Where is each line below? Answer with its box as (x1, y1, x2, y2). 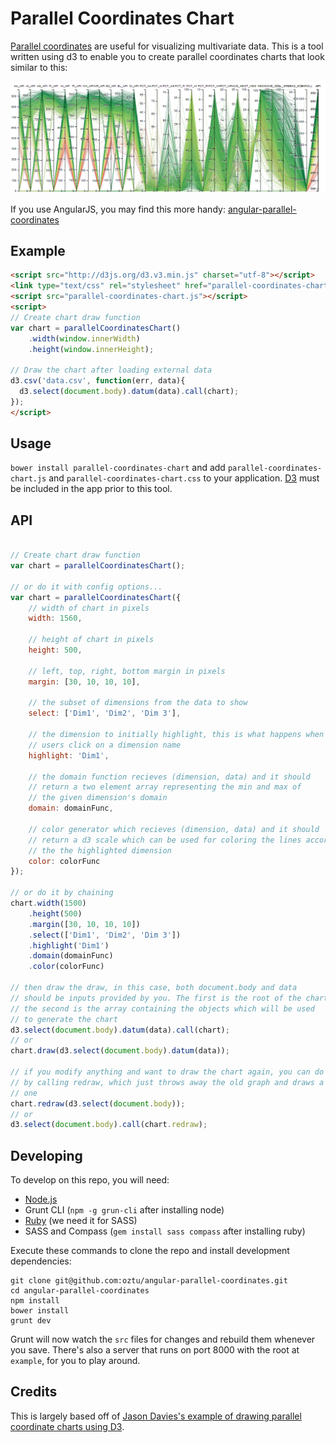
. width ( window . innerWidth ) (28, 333, 141, 344)
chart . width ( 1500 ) (10, 898, 87, 909)
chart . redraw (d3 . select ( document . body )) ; (10, 1098, 186, 1109)
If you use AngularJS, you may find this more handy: (10, 203, 226, 215)
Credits (10, 1383, 58, 1401)
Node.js (24, 1193, 58, 1206)
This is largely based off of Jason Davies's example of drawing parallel (10, 1410, 302, 1422)
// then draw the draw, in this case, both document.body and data (10, 983, 298, 993)
